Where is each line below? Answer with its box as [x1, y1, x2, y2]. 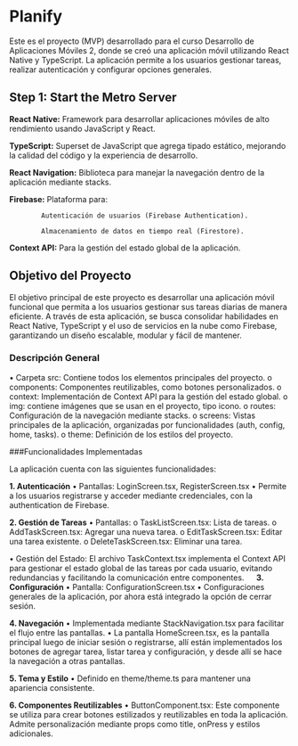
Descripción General [9, 352, 101, 365]
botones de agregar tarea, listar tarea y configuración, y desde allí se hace [9, 646, 283, 657]
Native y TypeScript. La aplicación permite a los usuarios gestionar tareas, [9, 54, 282, 65]
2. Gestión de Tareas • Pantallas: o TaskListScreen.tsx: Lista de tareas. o [9, 517, 278, 528]
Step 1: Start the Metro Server [9, 90, 177, 105]
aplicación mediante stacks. [9, 176, 112, 187]
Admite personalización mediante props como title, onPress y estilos [9, 718, 261, 729]
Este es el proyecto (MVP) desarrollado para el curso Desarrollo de [9, 36, 255, 46]
